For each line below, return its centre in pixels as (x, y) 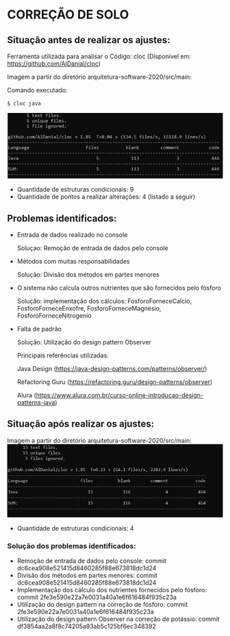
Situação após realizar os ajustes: (81, 424)
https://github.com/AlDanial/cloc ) (54, 64)
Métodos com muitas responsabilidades (73, 262)
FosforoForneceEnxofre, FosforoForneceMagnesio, (89, 309)
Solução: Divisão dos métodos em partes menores (88, 275)
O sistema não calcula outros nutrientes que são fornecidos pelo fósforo (119, 288)
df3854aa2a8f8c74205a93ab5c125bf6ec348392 (86, 626)
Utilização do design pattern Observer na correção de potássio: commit (118, 619)
